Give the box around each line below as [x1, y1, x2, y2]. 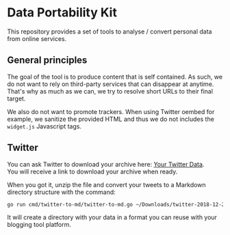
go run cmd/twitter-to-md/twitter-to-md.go [7, 201, 133, 208]
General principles [7, 55, 88, 66]
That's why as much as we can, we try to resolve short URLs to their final [7, 87, 214, 95]
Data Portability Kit [7, 5, 118, 20]
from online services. [7, 34, 67, 42]
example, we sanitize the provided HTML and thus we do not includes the [7, 115, 214, 123]
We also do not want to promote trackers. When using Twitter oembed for [7, 107, 215, 115]
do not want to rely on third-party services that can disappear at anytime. [7, 80, 214, 88]
